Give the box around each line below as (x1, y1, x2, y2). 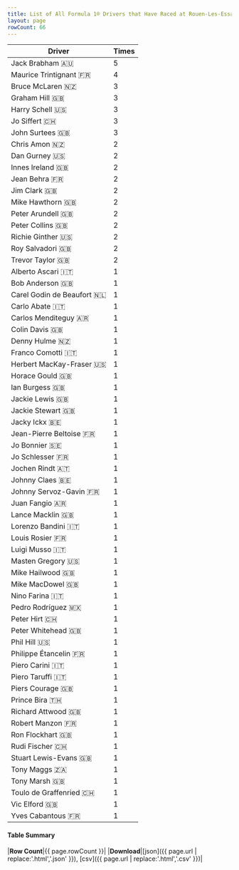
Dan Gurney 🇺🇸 (11, 151, 66, 161)
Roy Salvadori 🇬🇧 (11, 244, 72, 254)
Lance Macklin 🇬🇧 (11, 510, 75, 520)
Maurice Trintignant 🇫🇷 (11, 70, 91, 80)
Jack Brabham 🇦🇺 (11, 58, 74, 68)
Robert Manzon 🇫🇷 (11, 718, 77, 728)
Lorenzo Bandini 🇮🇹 (11, 522, 80, 532)
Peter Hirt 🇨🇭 (11, 614, 58, 624)
